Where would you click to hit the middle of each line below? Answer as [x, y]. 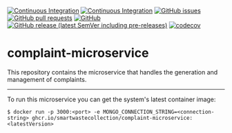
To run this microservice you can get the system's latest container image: [112, 99]
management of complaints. [47, 79]
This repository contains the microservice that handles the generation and [113, 72]
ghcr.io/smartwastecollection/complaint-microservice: [113, 118]
